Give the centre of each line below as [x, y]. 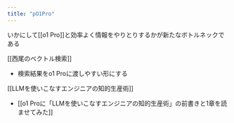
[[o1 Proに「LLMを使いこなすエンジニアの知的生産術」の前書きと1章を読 [122, 103]
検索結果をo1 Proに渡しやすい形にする [72, 73]
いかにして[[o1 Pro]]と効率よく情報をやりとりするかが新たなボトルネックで [116, 34]
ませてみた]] [35, 112]
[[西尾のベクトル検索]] [40, 58]
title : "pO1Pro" [31, 14]
